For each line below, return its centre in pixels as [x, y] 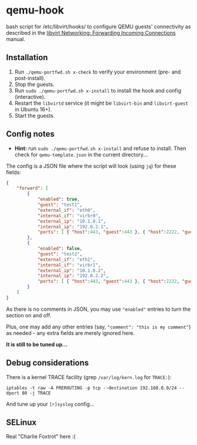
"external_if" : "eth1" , [66, 260]
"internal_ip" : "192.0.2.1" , [73, 227]
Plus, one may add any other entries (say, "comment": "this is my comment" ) [98, 327]
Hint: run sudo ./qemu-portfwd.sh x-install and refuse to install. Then [100, 148]
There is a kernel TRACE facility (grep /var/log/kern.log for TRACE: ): [89, 377]
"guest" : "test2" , [60, 254]
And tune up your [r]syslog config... [50, 404]
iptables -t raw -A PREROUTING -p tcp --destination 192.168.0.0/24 [91, 388]
